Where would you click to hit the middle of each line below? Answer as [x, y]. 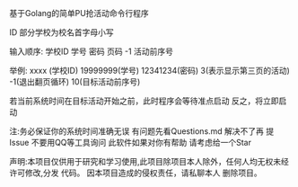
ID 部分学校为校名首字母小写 [61, 32]
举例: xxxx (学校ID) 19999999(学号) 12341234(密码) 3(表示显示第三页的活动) [149, 71]
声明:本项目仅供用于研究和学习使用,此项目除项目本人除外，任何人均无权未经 [149, 161]
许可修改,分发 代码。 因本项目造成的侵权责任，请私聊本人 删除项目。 [136, 173]
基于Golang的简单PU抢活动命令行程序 [79, 13]
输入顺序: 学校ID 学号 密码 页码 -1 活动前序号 [91, 51]
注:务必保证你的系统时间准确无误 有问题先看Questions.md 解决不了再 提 [142, 131]
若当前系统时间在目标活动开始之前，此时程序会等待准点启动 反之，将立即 [144, 101]
